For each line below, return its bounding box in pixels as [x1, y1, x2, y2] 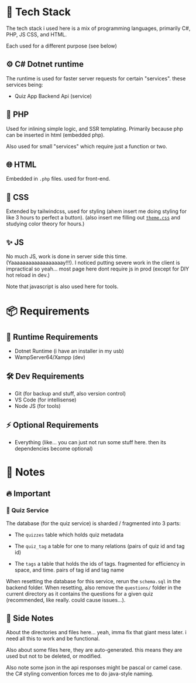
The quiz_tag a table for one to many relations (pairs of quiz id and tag [14, 542, 185, 549]
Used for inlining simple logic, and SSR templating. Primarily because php [6, 125, 183, 132]
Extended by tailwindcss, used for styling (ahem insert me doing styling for [6, 208, 187, 215]
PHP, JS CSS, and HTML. [6, 31, 67, 38]
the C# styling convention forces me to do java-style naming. [6, 670, 154, 677]
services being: [6, 81, 43, 88]
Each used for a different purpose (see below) [6, 42, 117, 49]
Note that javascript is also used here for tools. [6, 283, 119, 290]
